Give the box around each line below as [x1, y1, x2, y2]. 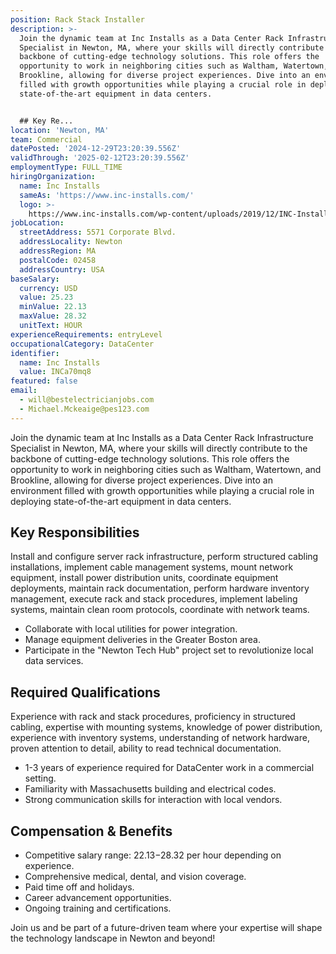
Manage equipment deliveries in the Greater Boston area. [24, 634, 261, 646]
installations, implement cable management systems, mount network [10, 561, 294, 573]
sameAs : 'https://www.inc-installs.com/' [19, 190, 195, 200]
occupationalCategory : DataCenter [10, 339, 155, 349]
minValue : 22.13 [19, 302, 87, 312]
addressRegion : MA [19, 246, 97, 256]
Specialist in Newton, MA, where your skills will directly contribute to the [10, 442, 308, 454]
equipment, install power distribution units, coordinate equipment [10, 572, 279, 584]
